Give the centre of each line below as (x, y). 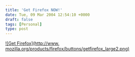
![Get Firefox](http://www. (32, 43)
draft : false (19, 19)
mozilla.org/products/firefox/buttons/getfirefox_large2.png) (67, 49)
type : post (17, 29)
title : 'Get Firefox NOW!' (34, 10)
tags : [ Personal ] (24, 24)
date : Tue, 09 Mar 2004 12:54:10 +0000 (48, 15)
